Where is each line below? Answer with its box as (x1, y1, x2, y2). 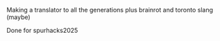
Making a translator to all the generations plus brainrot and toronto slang (6, 6, 213, 14)
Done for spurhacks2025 (6, 27, 78, 34)
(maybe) (6, 13, 31, 21)
